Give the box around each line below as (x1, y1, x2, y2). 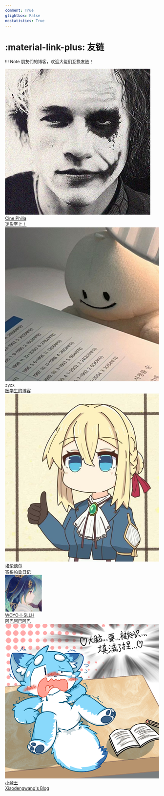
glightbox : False (5, 13, 41, 18)
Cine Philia (5, 215, 27, 221)
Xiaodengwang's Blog (5, 785, 50, 791)
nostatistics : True (5, 18, 45, 23)
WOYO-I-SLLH (5, 612, 35, 618)
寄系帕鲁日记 (5, 569, 31, 575)
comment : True (5, 8, 34, 13)
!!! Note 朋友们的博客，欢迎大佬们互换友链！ (5, 59, 94, 65)
